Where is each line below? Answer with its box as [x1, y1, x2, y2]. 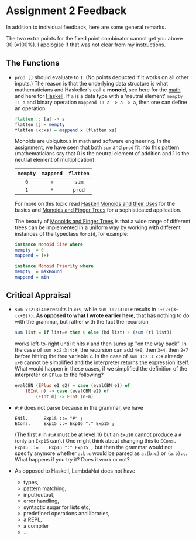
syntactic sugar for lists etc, [23, 503, 91, 511]
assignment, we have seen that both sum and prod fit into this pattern [14, 144, 180, 151]
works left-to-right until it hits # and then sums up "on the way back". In [14, 340, 187, 347]
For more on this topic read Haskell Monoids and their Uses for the [14, 201, 176, 208]
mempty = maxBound [14, 269, 63, 274]
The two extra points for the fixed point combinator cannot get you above [6, 35, 183, 42]
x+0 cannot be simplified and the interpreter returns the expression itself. [14, 359, 190, 366]
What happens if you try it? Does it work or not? [14, 456, 130, 463]
